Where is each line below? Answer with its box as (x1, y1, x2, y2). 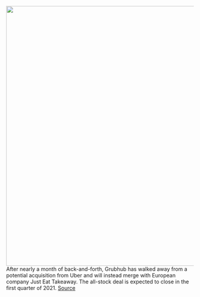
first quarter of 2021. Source (6, 285, 76, 291)
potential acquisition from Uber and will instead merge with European (6, 272, 176, 279)
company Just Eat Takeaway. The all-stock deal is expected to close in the (6, 278, 189, 285)
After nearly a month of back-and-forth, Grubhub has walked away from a (6, 266, 187, 273)
